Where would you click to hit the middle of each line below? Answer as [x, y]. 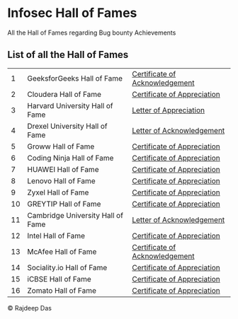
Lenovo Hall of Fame [61, 180]
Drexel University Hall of [67, 126]
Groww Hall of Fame [61, 146]
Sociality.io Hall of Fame [67, 267]
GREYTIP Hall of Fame [64, 204]
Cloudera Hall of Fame [64, 94]
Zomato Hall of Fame [62, 290]
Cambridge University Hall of [75, 215]
